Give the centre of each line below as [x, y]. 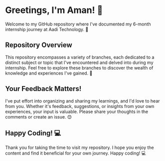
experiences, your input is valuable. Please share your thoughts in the [77, 111]
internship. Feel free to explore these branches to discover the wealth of [79, 67]
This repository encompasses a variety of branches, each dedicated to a [80, 57]
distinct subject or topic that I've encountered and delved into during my [79, 62]
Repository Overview [39, 45]
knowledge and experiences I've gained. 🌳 [49, 73]
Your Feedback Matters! [43, 89]
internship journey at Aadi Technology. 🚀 [47, 29]
